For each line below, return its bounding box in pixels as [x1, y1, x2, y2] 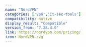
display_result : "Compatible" [5, 21, 68, 26]
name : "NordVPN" [5, 7, 39, 12]
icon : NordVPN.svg [5, 35, 43, 40]
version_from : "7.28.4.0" [5, 25, 59, 30]
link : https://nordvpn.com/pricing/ [5, 30, 81, 35]
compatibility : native [5, 16, 52, 21]
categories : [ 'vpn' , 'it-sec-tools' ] [5, 12, 81, 17]
